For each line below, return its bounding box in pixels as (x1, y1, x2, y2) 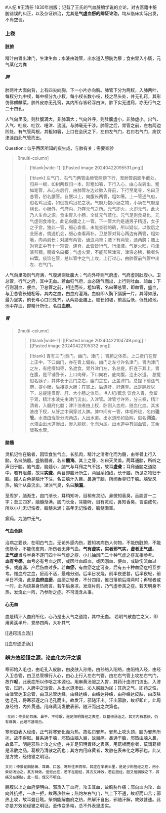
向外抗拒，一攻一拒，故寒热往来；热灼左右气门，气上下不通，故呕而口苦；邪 (5, 790, 161, 796)
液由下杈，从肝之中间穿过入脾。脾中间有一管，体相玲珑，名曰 (29, 408, 156, 414)
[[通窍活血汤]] (5, 630, 34, 636)
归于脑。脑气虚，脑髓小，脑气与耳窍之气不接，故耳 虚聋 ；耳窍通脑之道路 (9, 464, 157, 470)
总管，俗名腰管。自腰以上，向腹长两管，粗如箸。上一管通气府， (29, 193, 160, 199)
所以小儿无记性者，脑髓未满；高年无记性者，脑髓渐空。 (5, 505, 118, 511)
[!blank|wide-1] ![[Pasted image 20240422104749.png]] (29, 338, 144, 344)
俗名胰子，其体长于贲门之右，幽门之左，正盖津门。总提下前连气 (29, 378, 160, 384)
